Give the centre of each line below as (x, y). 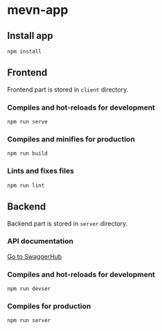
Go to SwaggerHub (35, 256)
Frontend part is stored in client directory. (68, 90)
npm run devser (29, 289)
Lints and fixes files (41, 171)
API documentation (40, 241)
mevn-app (38, 10)
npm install (24, 51)
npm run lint (26, 185)
